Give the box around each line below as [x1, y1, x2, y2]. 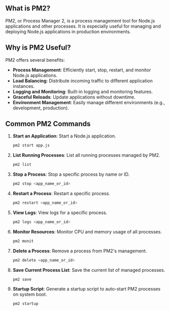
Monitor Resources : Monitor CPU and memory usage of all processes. [12, 228, 162, 234]
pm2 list [12, 162, 32, 168]
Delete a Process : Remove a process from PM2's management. [12, 248, 147, 254]
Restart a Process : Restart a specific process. [12, 190, 111, 197]
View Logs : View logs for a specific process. [12, 209, 108, 216]
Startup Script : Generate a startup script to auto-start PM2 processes [12, 286, 161, 292]
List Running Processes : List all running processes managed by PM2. [12, 152, 160, 158]
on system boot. [12, 291, 47, 298]
